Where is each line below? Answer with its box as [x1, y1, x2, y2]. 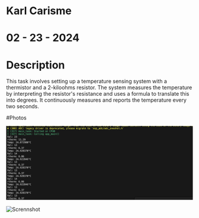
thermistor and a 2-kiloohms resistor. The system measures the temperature [6, 84, 192, 91]
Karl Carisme [6, 4, 72, 18]
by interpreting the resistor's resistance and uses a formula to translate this [6, 90, 190, 97]
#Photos [6, 114, 27, 122]
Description [6, 58, 65, 71]
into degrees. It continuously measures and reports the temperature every [6, 96, 187, 104]
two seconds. [6, 103, 40, 110]
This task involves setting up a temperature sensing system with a [6, 78, 168, 85]
